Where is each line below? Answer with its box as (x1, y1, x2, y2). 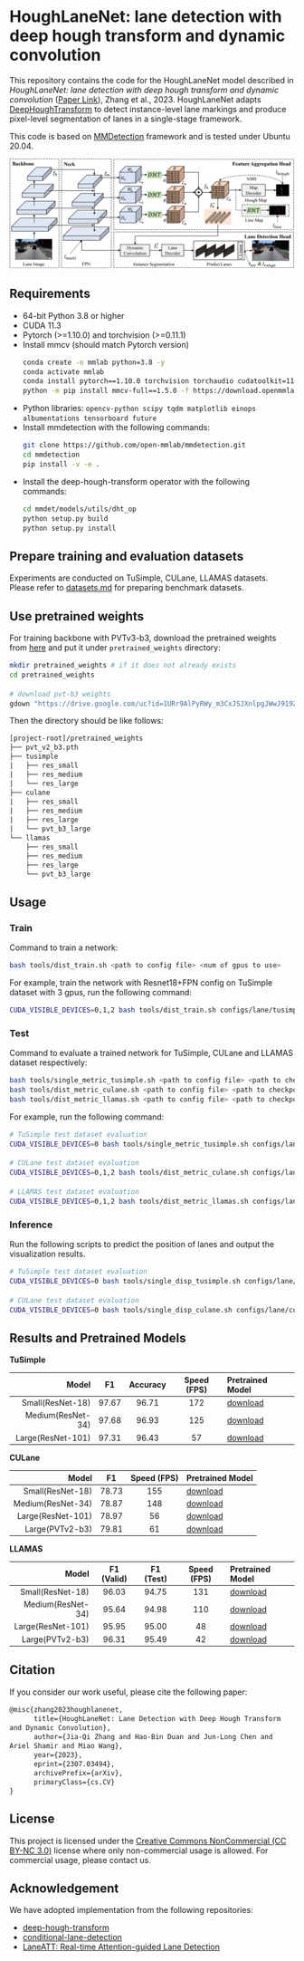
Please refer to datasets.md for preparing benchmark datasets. (9, 582, 244, 593)
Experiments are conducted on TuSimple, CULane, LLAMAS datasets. (9, 572, 269, 583)
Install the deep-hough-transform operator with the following (22, 476, 251, 486)
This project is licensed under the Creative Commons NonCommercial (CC (9, 1835, 287, 1846)
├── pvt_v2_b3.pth (9, 743, 79, 753)
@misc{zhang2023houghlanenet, (9, 1705, 124, 1714)
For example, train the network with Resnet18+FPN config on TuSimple (9, 976, 273, 988)
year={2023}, (33, 1750, 83, 1759)
